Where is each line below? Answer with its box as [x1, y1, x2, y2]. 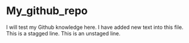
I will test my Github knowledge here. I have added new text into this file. [6, 24, 184, 31]
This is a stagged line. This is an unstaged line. [6, 29, 121, 37]
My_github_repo [6, 4, 88, 18]
